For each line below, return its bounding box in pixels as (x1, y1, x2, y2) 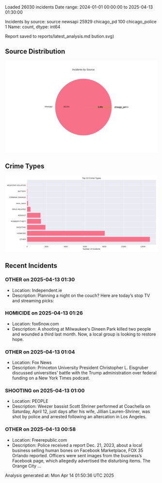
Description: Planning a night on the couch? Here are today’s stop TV (12, 292, 150, 298)
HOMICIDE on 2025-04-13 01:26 (5, 310, 83, 316)
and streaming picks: (12, 297, 54, 303)
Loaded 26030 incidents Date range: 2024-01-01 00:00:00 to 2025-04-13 (5, 4, 153, 10)
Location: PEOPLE (12, 398, 49, 404)
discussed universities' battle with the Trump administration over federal (12, 370, 157, 376)
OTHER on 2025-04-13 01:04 (5, 348, 75, 355)
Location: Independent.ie (12, 287, 62, 293)
